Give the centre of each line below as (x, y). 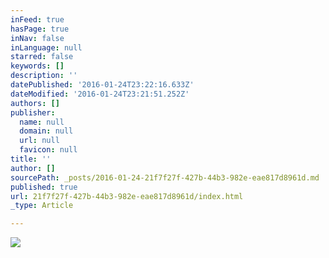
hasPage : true (40, 29)
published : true (44, 187)
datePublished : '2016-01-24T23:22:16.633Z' (102, 85)
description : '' (44, 76)
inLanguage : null (46, 47)
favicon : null (48, 150)
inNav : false (37, 38)
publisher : (33, 112)
